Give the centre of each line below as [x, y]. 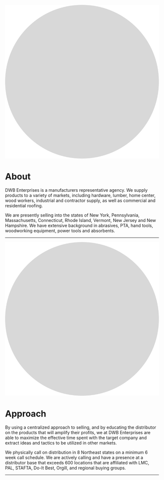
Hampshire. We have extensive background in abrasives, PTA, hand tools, [79, 225]
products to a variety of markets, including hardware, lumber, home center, [80, 195]
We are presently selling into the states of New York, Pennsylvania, [72, 215]
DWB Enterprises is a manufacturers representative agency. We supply [76, 190]
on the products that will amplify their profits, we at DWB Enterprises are [78, 432]
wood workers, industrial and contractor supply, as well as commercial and [80, 200]
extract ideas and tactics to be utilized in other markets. [61, 443]
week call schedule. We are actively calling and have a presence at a [74, 457]
